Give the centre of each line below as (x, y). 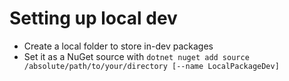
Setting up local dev (93, 18)
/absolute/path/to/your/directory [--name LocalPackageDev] (151, 66)
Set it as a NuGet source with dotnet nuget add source (136, 56)
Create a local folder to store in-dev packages (118, 46)
